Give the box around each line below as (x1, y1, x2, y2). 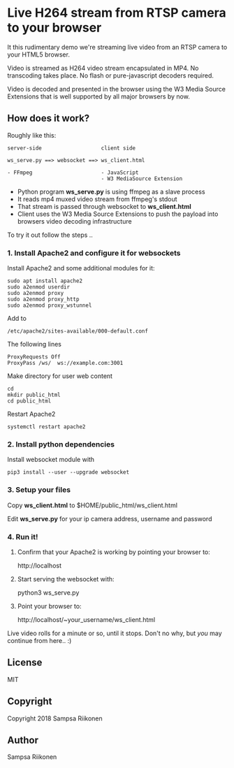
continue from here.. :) (7, 636, 72, 644)
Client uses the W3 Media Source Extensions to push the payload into (17, 210, 219, 218)
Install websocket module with (7, 456, 95, 464)
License (7, 657, 43, 669)
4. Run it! (7, 532, 38, 542)
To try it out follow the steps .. (7, 231, 93, 239)
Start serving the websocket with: (17, 574, 115, 583)
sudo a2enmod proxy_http (7, 296, 80, 303)
